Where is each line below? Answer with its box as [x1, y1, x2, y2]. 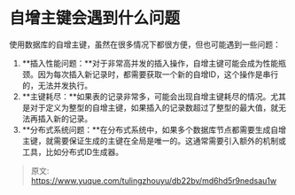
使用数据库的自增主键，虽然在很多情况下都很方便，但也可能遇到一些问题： [9, 39, 281, 50]
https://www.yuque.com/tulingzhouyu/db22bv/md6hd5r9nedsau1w [30, 175, 277, 186]
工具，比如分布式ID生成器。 [21, 146, 124, 157]
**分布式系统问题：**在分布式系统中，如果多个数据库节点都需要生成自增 [21, 124, 286, 135]
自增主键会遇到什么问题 [9, 8, 181, 28]
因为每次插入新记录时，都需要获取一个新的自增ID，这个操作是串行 [37, 68, 279, 80]
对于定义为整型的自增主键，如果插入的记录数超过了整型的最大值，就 [29, 102, 279, 113]
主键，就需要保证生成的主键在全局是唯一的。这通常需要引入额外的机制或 [21, 135, 286, 146]
